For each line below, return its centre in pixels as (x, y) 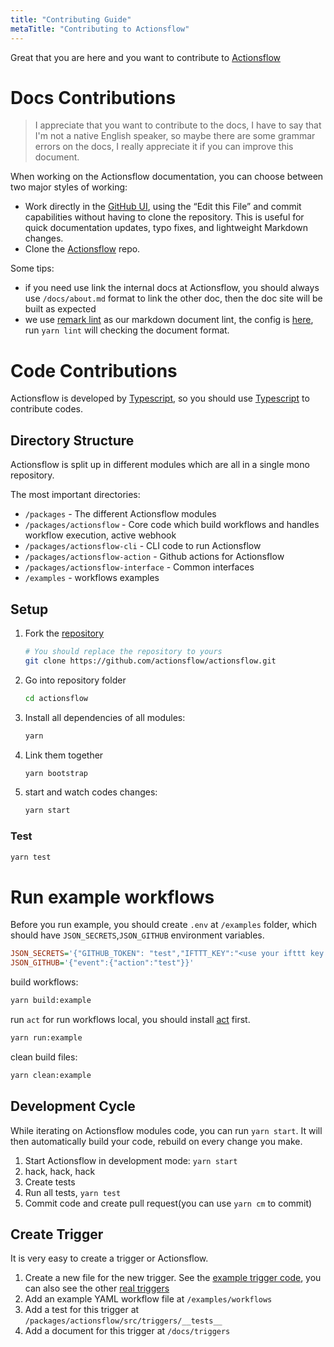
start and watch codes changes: (91, 792)
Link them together (64, 755)
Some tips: (32, 268)
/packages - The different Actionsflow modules (120, 514)
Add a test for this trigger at (82, 1310)
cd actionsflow (56, 698)
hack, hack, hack (60, 1171)
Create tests (50, 1182)
